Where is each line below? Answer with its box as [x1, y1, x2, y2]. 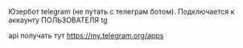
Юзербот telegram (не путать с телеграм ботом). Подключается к [8, 7, 235, 16]
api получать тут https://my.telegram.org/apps [8, 31, 164, 40]
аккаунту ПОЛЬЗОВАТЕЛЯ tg [8, 15, 108, 25]
